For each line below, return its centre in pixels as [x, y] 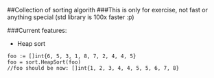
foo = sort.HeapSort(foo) [44, 62]
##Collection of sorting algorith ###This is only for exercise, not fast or [107, 10]
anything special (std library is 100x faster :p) [71, 17]
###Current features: [37, 30]
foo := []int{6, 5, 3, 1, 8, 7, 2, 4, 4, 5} [72, 56]
